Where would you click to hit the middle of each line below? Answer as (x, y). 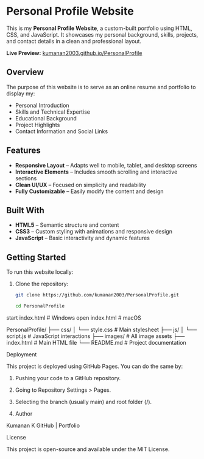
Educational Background (46, 118)
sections (26, 178)
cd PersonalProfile (40, 306)
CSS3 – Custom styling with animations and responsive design (93, 232)
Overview (25, 72)
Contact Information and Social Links (62, 131)
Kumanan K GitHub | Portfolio (43, 425)
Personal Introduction (42, 105)
